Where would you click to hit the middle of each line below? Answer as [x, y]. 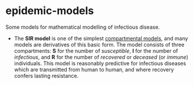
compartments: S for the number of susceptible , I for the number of [96, 50]
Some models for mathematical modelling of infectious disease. [83, 27]
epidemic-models [50, 11]
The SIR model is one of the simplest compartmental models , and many [101, 38]
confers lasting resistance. [46, 76]
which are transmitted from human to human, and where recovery [94, 69]
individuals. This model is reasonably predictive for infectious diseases [100, 63]
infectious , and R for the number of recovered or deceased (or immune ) [101, 57]
